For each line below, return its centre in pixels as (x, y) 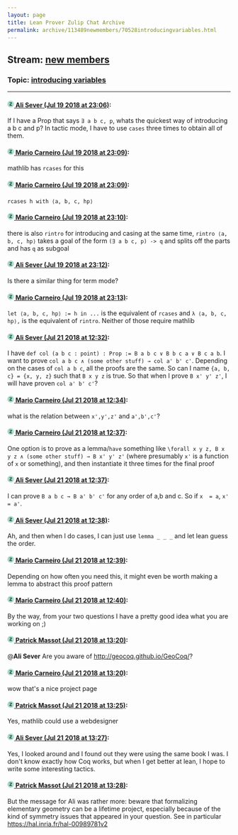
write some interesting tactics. (51, 769)
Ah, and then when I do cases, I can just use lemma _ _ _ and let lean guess (118, 536)
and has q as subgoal (38, 248)
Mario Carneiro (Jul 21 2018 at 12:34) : (72, 400)
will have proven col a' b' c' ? (52, 383)
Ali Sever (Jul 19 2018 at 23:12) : (62, 265)
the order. (22, 544)
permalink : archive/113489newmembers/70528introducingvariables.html (112, 30)
